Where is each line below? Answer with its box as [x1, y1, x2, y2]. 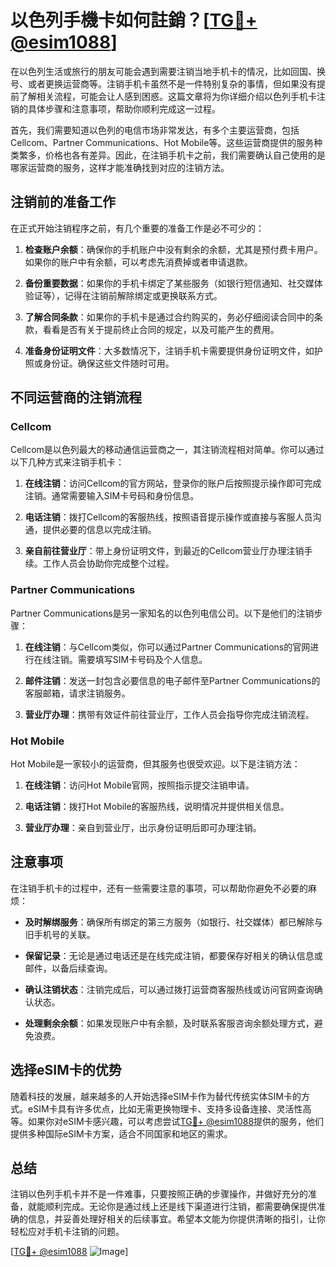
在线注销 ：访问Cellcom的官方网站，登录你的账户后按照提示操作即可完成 [24, 477, 322, 490]
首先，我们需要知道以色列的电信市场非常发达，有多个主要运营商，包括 [10, 124, 300, 136]
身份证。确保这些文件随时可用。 [42, 357, 175, 369]
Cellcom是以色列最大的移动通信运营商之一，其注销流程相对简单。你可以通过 [10, 444, 325, 456]
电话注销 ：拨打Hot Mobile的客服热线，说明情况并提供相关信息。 [24, 801, 290, 813]
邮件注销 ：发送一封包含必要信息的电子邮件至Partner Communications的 [24, 674, 321, 686]
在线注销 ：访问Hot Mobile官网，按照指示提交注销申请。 [24, 779, 255, 791]
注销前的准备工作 [10, 194, 116, 211]
